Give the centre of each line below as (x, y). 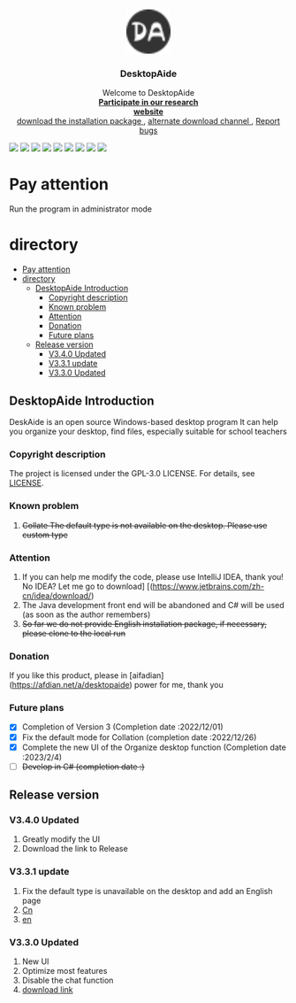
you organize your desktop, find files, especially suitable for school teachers (148, 431)
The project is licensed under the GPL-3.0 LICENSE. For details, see (132, 474)
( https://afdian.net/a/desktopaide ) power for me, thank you (116, 685)
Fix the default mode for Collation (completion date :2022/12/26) (139, 737)
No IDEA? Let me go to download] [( (87, 586)
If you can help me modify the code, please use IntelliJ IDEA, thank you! (153, 576)
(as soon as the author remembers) (86, 614)
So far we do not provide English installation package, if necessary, (144, 623)
